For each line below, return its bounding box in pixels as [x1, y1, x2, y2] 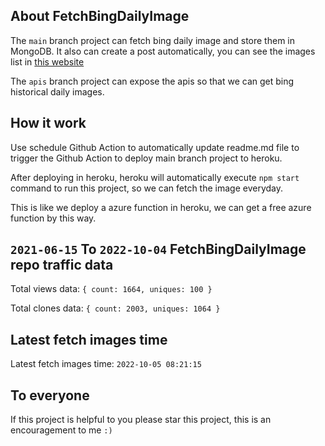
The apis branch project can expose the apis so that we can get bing [10, 75, 295, 87]
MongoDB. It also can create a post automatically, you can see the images [10, 45, 316, 57]
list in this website [10, 55, 85, 68]
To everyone [10, 387, 90, 404]
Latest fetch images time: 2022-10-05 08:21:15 [10, 358, 202, 370]
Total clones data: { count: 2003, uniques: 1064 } [10, 302, 221, 314]
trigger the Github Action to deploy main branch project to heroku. [10, 152, 283, 164]
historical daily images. [10, 85, 105, 98]
